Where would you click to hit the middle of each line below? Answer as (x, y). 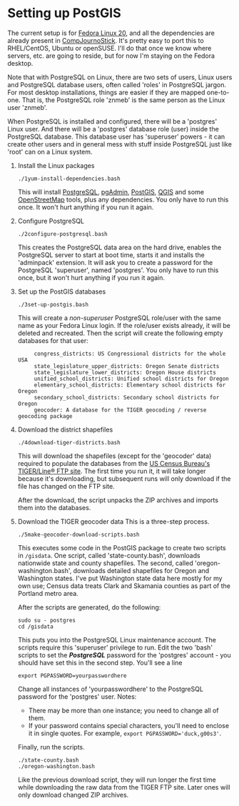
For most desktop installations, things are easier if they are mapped (106, 92)
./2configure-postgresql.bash (63, 234)
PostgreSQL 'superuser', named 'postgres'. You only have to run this (118, 270)
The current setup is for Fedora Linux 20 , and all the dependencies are (111, 33)
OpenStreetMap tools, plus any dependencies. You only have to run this (123, 199)
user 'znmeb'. (27, 107)
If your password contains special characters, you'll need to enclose (129, 725)
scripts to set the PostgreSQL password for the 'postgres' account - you (124, 655)
